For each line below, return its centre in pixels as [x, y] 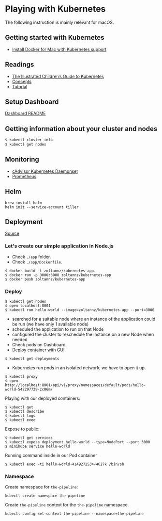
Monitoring [22, 159]
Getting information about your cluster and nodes [81, 129]
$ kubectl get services [29, 438]
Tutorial [20, 86]
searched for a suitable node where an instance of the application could [84, 319]
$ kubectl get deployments [32, 358]
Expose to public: [22, 429]
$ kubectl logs [20, 416]
